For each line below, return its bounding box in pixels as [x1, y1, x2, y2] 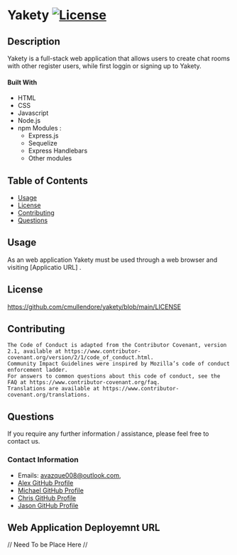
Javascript [17, 109, 49, 117]
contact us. [7, 437, 40, 446]
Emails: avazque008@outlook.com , [17, 471, 122, 479]
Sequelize [28, 139, 58, 148]
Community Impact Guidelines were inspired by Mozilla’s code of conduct [7, 361, 231, 368]
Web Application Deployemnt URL [7, 522, 160, 534]
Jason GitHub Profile [17, 501, 79, 510]
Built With [7, 78, 38, 87]
